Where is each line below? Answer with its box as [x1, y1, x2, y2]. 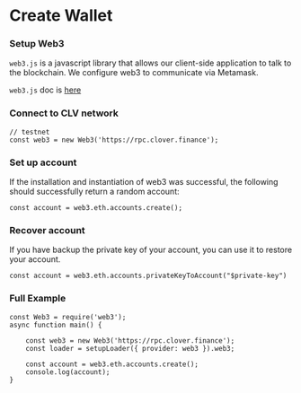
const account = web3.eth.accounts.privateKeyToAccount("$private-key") [9, 271, 288, 281]
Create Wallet [9, 5, 113, 26]
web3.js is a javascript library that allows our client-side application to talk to [9, 57, 292, 68]
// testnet [9, 127, 50, 136]
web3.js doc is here [9, 84, 82, 95]
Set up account [9, 156, 77, 169]
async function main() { [9, 320, 102, 329]
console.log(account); [25, 367, 111, 377]
